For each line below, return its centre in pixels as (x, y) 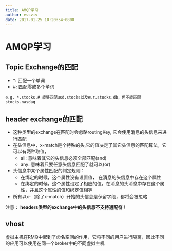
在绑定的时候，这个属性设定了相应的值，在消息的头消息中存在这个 (90, 184)
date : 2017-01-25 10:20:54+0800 (40, 20)
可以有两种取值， (31, 151)
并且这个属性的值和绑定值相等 (61, 190)
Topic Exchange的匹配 (42, 67)
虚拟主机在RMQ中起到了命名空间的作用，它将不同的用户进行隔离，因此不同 (85, 237)
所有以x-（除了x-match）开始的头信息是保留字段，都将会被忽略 (80, 197)
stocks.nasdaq (21, 102)
